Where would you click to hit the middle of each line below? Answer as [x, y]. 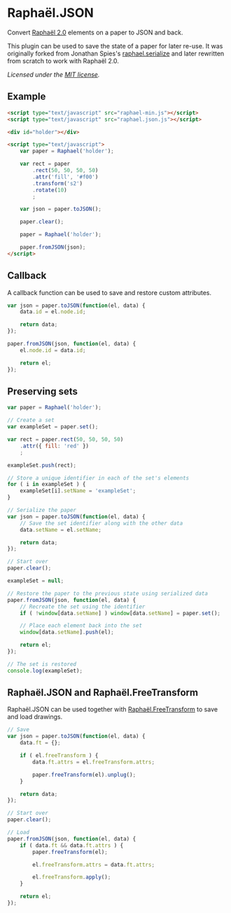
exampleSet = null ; [36, 581]
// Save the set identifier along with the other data [101, 523]
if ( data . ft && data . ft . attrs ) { [72, 845]
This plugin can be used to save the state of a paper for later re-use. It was [115, 46]
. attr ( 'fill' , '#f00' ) [65, 177]
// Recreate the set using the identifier [83, 606]
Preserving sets [43, 391]
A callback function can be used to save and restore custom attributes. [110, 292]
